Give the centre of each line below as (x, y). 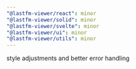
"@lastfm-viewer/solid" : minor (51, 20)
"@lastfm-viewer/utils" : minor (51, 39)
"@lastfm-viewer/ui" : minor (47, 32)
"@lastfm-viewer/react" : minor (51, 13)
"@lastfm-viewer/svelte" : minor (53, 26)
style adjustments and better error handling (68, 58)
